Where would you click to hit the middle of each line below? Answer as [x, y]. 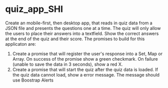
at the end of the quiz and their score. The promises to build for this [75, 39]
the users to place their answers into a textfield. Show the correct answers [82, 33]
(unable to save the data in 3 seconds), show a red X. [67, 64]
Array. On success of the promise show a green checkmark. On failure [85, 59]
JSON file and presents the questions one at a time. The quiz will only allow [83, 28]
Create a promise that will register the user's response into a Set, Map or [88, 54]
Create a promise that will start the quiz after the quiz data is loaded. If [85, 69]
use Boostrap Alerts [33, 80]
